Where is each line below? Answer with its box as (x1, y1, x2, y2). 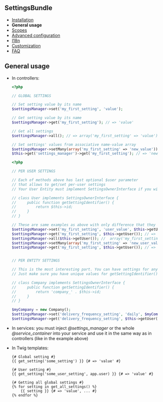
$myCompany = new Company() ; (11, 307, 71, 312)
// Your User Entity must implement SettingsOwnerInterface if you (11, 186, 151, 192)
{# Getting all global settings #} (11, 380, 84, 385)
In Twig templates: (11, 345, 49, 351)
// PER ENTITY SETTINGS (11, 258, 60, 263)
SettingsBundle (4, 4, 53, 12)
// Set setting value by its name (11, 102, 82, 107)
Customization (11, 42, 41, 48)
